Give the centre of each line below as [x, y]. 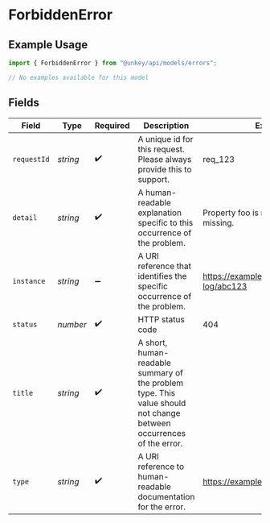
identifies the [162, 276]
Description [166, 125]
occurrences [162, 433]
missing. [218, 222]
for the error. [162, 507]
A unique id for [166, 139]
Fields [24, 103]
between [154, 423]
